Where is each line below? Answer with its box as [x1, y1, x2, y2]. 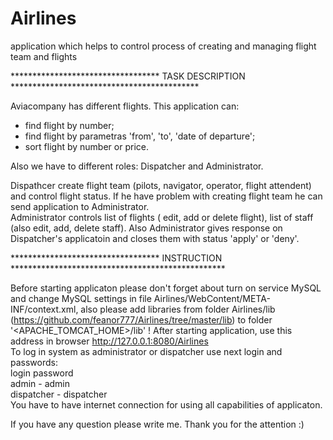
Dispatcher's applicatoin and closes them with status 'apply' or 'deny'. [10, 232, 300, 244]
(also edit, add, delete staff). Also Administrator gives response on [10, 222, 283, 234]
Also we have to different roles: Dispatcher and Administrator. [10, 160, 264, 172]
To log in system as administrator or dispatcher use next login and [10, 345, 283, 357]
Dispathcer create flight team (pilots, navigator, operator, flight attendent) [10, 179, 312, 191]
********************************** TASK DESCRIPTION [10, 70, 246, 82]
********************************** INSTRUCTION [10, 252, 223, 264]
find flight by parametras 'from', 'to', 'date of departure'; [24, 130, 256, 142]
